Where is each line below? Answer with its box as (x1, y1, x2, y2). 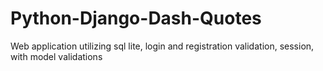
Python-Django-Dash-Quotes (10, 7, 262, 30)
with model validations (10, 50, 103, 62)
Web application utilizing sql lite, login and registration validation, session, (10, 40, 315, 52)
